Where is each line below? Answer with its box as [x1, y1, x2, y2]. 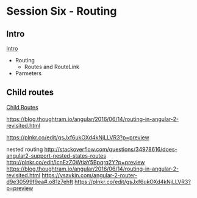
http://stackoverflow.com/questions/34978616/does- [44, 145, 178, 153]
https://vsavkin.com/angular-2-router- [41, 171, 138, 178]
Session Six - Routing [6, 4, 117, 18]
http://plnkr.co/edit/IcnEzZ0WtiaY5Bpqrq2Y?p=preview [6, 158, 145, 166]
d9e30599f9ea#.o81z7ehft [6, 178, 73, 185]
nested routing [6, 145, 43, 153]
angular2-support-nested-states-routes [6, 152, 107, 159]
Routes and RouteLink [24, 63, 79, 70]
